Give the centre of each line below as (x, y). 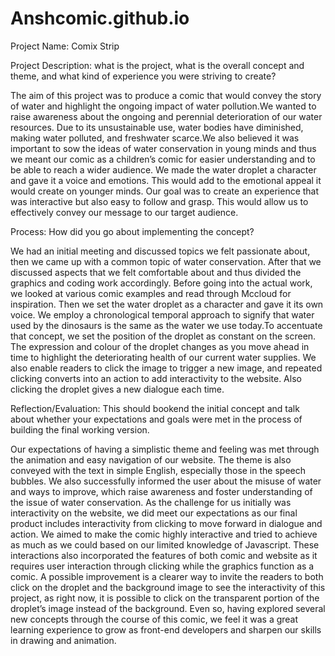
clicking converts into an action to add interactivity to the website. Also (156, 378)
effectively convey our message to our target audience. (124, 212)
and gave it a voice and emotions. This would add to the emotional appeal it (166, 180)
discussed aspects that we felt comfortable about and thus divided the (156, 272)
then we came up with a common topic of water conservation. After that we (166, 261)
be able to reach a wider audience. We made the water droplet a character (163, 169)
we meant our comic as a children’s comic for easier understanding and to (163, 159)
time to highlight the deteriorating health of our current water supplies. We (163, 357)
